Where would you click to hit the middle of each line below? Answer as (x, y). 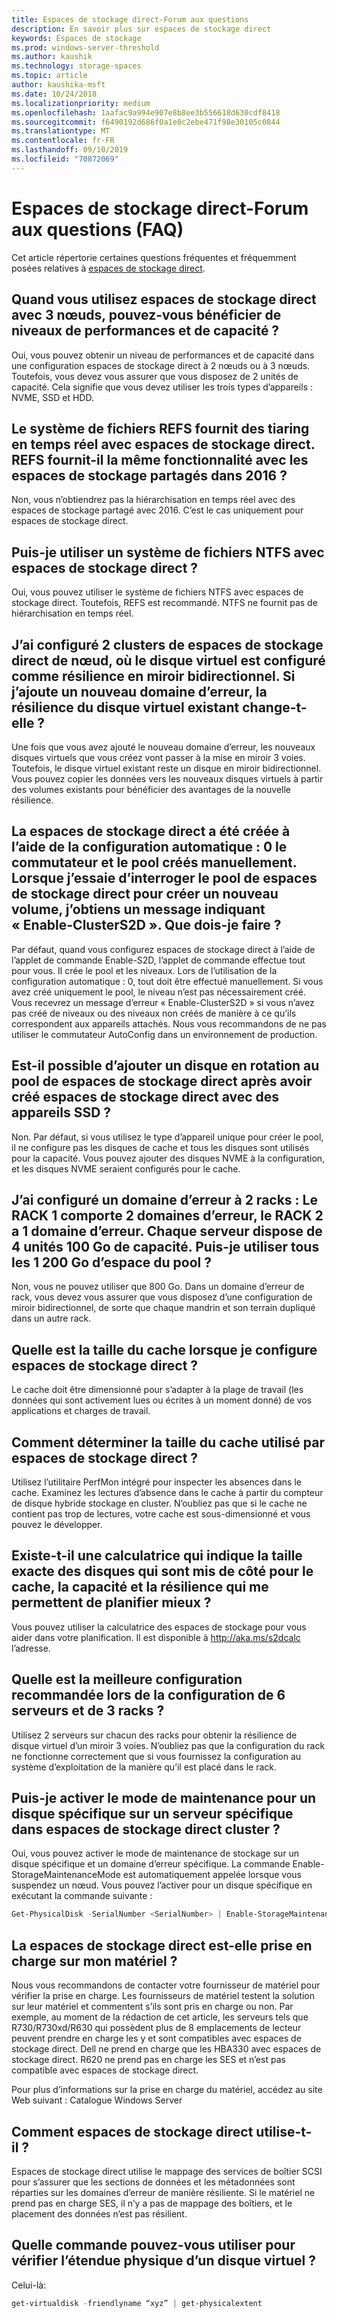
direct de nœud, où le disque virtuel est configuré (168, 660)
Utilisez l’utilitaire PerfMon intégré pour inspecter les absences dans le (156, 1482)
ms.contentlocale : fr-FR (63, 141)
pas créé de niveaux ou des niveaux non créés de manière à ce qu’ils (154, 1013)
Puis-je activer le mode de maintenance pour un (164, 1798)
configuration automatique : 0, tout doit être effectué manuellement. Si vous (167, 981)
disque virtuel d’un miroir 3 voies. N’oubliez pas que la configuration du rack (168, 1745)
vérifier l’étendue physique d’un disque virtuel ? (163, 2261)
